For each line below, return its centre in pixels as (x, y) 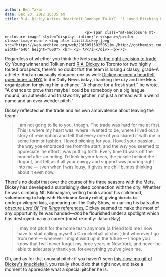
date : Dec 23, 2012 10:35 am (35, 14)
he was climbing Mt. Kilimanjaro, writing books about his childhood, (74, 193)
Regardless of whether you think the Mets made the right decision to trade (81, 59)
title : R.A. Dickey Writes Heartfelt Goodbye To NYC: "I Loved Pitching (82, 19)
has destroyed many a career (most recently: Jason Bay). (63, 219)
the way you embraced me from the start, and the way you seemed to (88, 146)
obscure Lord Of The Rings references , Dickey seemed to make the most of (82, 208)
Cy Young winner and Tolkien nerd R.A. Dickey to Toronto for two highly (78, 64)
